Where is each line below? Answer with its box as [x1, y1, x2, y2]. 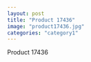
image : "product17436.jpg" [7, 23, 85, 30]
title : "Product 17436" [7, 17, 76, 23]
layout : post [7, 10, 45, 17]
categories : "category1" [7, 29, 79, 37]
